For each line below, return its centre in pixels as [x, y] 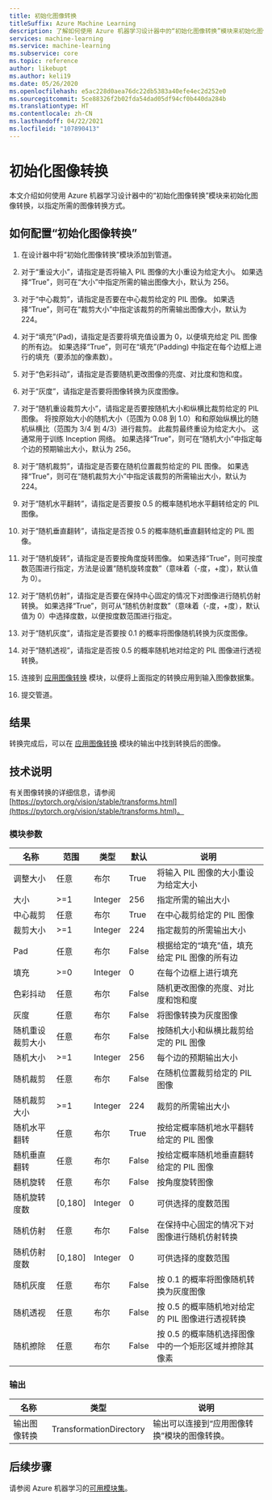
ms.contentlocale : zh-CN [51, 114]
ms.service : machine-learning [60, 46]
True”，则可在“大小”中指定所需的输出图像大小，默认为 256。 [132, 282]
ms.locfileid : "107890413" [54, 129]
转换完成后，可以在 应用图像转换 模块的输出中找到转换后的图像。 [117, 744]
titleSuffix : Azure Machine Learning [73, 23]
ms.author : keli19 [40, 76]
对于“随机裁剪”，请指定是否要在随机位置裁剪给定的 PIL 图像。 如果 [131, 465]
